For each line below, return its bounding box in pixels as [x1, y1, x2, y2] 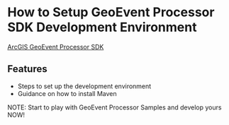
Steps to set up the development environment [17, 82, 152, 90]
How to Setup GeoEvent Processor [7, 4, 215, 20]
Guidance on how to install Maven [17, 89, 117, 97]
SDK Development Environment [7, 19, 197, 35]
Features [7, 63, 48, 75]
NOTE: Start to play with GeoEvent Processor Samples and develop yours [7, 103, 222, 112]
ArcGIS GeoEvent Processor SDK [7, 42, 104, 51]
